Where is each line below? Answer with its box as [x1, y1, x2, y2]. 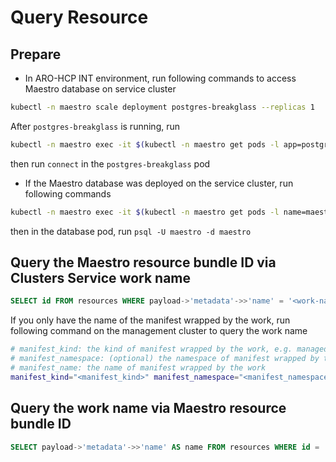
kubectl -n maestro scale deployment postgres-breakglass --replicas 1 [10, 102, 315, 112]
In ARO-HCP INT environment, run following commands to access [24, 72, 297, 84]
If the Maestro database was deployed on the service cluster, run [24, 177, 294, 189]
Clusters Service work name [10, 270, 192, 287]
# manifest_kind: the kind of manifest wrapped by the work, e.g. [10, 344, 293, 355]
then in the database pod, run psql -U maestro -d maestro [10, 225, 252, 237]
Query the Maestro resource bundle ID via [10, 254, 277, 271]
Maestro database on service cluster [24, 83, 177, 95]
